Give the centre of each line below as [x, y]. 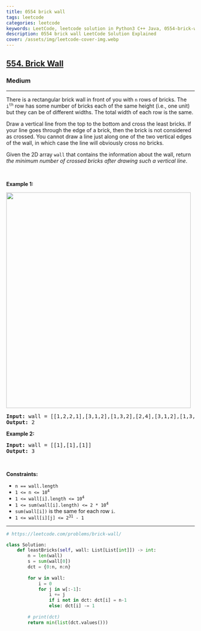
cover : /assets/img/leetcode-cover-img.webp [63, 39]
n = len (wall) [45, 556]
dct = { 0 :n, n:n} [49, 567]
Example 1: [20, 184]
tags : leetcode [25, 17]
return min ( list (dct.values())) [68, 623]
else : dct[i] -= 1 [72, 606]
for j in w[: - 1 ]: [60, 589]
